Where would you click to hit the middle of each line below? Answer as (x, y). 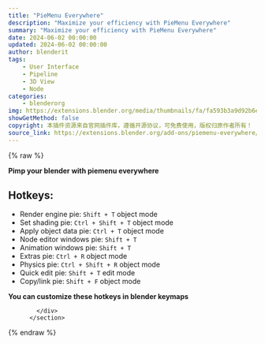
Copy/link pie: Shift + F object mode (80, 282)
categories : (28, 96)
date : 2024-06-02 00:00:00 (52, 37)
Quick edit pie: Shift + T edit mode (77, 273)
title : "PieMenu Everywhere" (56, 15)
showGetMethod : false (44, 118)
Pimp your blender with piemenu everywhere (84, 170)
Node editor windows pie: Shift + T (78, 239)
